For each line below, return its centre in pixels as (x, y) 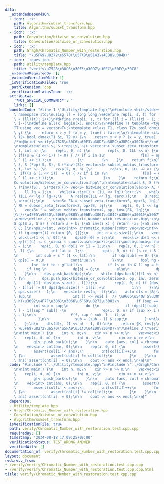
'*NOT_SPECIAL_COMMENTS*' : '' (45, 101)
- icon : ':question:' (31, 60)
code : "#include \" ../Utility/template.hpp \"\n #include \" (71, 365)
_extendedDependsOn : (30, 14)
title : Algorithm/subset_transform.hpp (54, 28)
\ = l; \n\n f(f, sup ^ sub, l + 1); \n (70, 315)
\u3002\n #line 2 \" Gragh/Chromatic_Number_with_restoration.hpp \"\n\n (87, 219)
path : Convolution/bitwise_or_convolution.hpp (62, 37)
